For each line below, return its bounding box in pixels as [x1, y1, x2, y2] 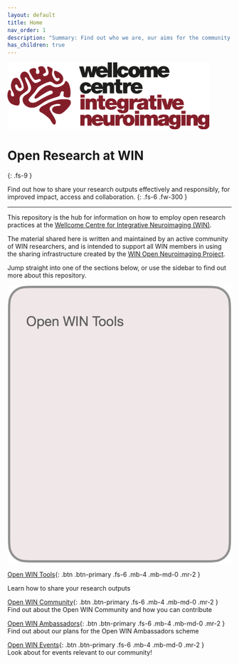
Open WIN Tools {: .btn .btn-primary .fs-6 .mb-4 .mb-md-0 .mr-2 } [7, 570, 201, 578]
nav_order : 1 [7, 26, 46, 34]
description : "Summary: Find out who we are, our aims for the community [7, 34, 231, 41]
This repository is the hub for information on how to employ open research [7, 213, 226, 222]
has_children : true [7, 41, 65, 49]
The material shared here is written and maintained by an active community [7, 235, 228, 243]
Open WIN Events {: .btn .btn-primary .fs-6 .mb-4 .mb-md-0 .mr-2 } [7, 640, 205, 649]
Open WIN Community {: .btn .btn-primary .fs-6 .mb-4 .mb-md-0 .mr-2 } [7, 598, 218, 606]
